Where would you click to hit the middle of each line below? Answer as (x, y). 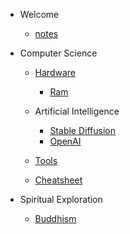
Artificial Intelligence (77, 111)
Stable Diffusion (82, 130)
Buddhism (55, 218)
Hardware (55, 72)
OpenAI (65, 141)
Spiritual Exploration (61, 199)
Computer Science (58, 53)
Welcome (39, 14)
